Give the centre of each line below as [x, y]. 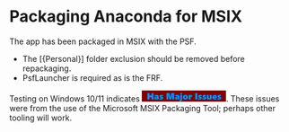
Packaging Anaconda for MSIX [126, 17]
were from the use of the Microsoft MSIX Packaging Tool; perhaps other [143, 108]
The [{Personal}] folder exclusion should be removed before [133, 58]
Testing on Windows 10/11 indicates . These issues [144, 98]
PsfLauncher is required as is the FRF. [92, 77]
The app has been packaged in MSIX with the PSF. [103, 41]
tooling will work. [41, 118]
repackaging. [47, 68]
